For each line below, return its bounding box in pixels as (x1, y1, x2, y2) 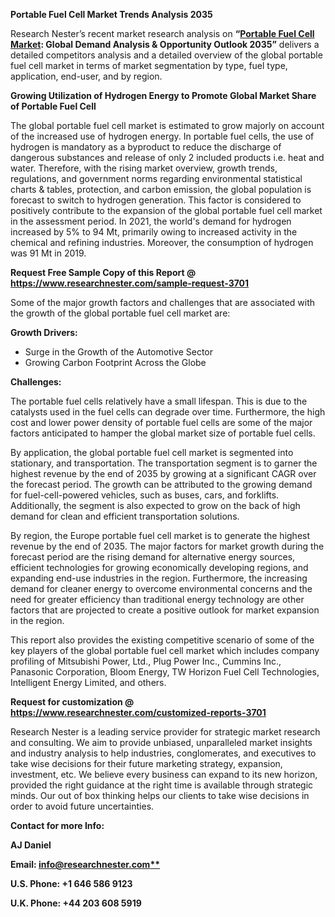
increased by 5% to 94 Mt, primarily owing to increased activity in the (10, 226, 298, 238)
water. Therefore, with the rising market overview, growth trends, (10, 162, 278, 174)
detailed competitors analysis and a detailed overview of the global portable (10, 49, 323, 61)
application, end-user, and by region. (10, 70, 163, 82)
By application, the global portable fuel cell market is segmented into (10, 447, 294, 458)
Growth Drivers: (10, 327, 78, 338)
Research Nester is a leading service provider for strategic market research (10, 726, 321, 738)
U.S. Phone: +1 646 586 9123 (10, 878, 133, 889)
